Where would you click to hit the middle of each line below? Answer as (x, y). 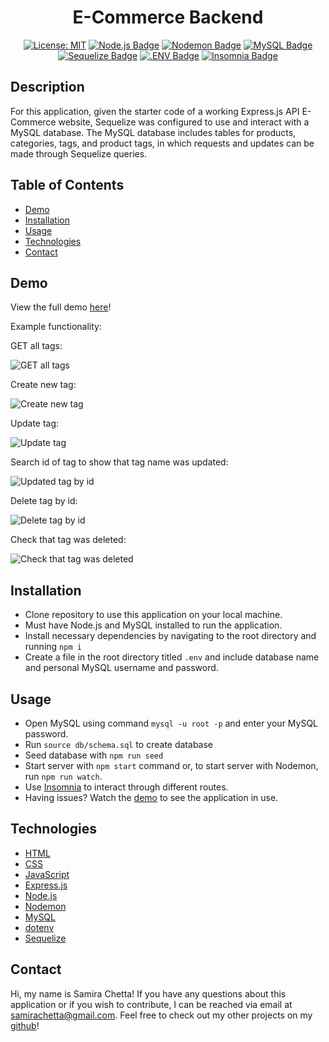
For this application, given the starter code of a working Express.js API (155, 111)
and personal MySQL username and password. (121, 668)
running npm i (53, 647)
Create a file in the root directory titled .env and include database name (172, 657)
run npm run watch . (63, 776)
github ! (25, 1025)
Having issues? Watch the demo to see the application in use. (151, 797)
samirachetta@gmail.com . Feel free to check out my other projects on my (161, 1015)
